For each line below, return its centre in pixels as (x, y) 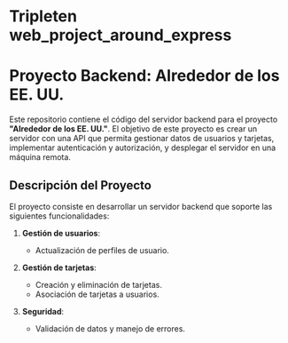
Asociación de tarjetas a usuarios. (97, 294)
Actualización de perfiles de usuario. (102, 250)
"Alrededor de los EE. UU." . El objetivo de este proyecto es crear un (133, 129)
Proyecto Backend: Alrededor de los (144, 76)
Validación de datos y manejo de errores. (110, 328)
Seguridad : (43, 311)
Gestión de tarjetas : (59, 267)
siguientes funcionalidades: (59, 216)
